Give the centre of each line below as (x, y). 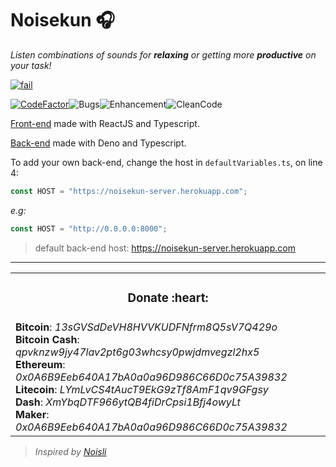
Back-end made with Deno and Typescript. (98, 143)
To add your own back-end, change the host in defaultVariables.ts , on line (166, 162)
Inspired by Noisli (70, 451)
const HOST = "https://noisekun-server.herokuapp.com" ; (129, 191)
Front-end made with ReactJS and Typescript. (105, 123)
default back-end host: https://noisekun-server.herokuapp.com (165, 248)
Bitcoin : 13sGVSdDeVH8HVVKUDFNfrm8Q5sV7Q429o (146, 327)
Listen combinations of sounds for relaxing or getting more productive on (163, 54)
